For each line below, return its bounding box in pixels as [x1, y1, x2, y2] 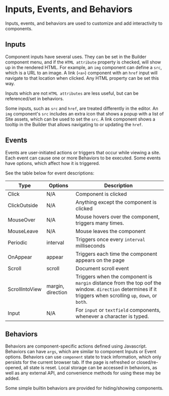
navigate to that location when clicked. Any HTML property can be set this [5, 75, 159, 81]
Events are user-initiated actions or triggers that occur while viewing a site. [5, 149, 160, 155]
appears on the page [75, 256, 125, 263]
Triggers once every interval [75, 236, 145, 243]
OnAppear [8, 253, 32, 260]
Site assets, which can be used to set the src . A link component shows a [5, 116, 155, 122]
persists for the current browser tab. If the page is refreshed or [5, 359, 136, 365]
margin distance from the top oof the [75, 279, 161, 286]
